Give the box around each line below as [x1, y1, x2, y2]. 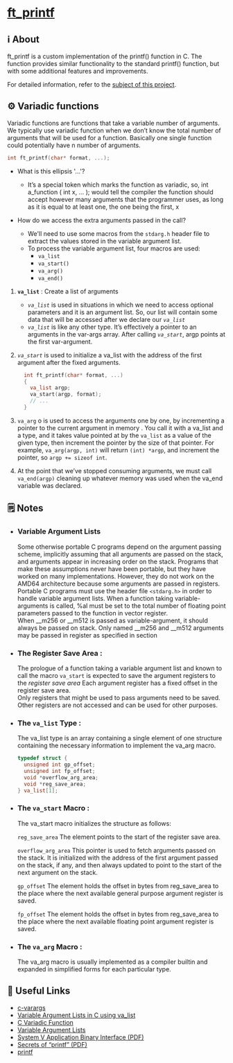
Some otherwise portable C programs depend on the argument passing [17, 543, 222, 551]
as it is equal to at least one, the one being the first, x [27, 203, 180, 211]
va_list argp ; [30, 384, 71, 391]
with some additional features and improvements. [7, 67, 148, 75]
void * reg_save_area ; [24, 781, 87, 788]
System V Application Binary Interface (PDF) [17, 1032, 144, 1041]
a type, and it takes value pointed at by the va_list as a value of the [17, 431, 212, 439]
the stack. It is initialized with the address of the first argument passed [17, 853, 218, 862]
